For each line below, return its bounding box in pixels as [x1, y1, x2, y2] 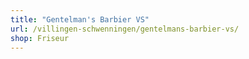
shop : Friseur [10, 33, 70, 43]
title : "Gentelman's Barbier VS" [10, 14, 150, 25]
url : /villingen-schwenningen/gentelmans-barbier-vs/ [10, 24, 240, 34]
